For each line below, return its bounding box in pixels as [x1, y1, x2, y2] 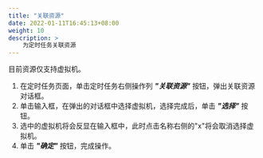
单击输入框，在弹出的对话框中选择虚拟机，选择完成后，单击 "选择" [19, 101, 240, 111]
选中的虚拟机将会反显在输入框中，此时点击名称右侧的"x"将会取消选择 [19, 121, 247, 131]
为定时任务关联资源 [22, 41, 77, 49]
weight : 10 [8, 26, 45, 34]
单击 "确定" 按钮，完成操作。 [19, 141, 116, 151]
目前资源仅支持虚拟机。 [8, 65, 85, 74]
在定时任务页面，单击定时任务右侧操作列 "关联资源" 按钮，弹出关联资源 [19, 81, 256, 91]
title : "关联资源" [8, 11, 65, 20]
